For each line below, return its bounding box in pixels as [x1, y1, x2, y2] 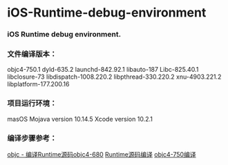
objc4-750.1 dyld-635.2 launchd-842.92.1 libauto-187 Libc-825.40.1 [7, 66, 199, 74]
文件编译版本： [7, 50, 57, 59]
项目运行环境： [7, 99, 57, 108]
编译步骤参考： [7, 133, 57, 143]
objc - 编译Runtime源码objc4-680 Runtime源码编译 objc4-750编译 [7, 151, 196, 158]
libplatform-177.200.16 [7, 80, 70, 88]
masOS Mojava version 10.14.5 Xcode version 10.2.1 [7, 115, 153, 123]
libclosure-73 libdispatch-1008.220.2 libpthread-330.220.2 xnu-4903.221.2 [7, 72, 222, 81]
